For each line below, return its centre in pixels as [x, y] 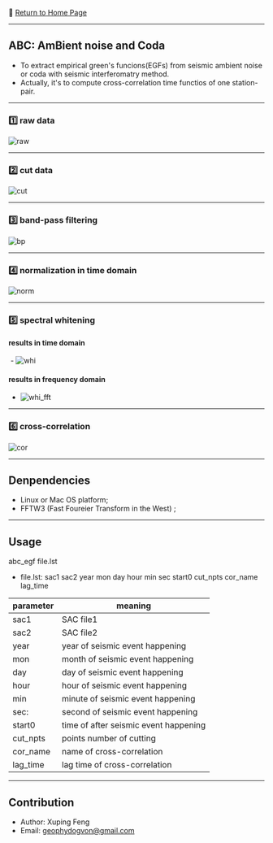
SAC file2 [80, 632]
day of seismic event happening [123, 672]
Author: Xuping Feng [55, 822]
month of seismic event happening [128, 659]
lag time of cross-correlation [117, 765]
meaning [134, 606]
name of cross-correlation [113, 752]
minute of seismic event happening [129, 699]
